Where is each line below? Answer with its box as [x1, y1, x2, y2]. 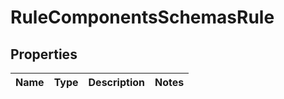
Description [88, 76, 145, 89]
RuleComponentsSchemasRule [10, 6, 275, 29]
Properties [10, 46, 78, 63]
